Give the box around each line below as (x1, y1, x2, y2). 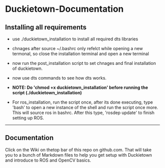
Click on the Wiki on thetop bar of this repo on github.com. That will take (5, 146, 152, 153)
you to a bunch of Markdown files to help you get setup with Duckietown (5, 152, 152, 158)
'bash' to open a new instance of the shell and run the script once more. (12, 105, 159, 110)
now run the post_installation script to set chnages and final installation (12, 60, 156, 66)
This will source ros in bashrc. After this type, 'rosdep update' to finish (12, 110, 155, 115)
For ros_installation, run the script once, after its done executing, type (12, 99, 153, 105)
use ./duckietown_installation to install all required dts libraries (12, 36, 138, 42)
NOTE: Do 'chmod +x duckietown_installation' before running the (12, 84, 148, 90)
